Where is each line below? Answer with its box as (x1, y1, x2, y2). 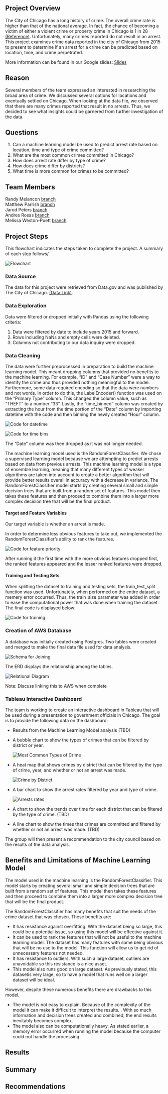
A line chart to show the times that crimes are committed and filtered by (12, 821, 161, 827)
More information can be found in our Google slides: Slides (5, 59, 127, 65)
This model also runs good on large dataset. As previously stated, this (12, 966, 157, 972)
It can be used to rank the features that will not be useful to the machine (12, 934, 161, 940)
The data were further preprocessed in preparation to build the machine (5, 363, 154, 369)
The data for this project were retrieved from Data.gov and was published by (5, 284, 163, 290)
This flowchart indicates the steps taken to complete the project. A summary (5, 246, 163, 252)
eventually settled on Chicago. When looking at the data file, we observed (5, 97, 158, 103)
